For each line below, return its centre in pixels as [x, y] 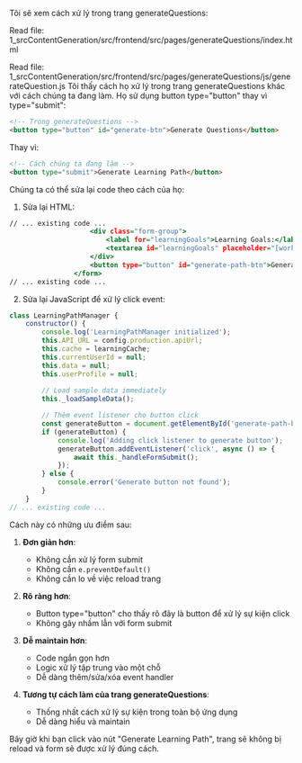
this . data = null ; [76, 365]
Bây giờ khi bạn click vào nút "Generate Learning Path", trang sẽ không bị [145, 739]
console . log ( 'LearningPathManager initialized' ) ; [136, 332]
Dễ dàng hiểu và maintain [83, 721]
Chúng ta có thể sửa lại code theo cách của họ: [97, 189]
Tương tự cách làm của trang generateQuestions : [115, 694]
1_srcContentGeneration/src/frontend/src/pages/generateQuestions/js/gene [150, 76]
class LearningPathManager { [64, 315]
